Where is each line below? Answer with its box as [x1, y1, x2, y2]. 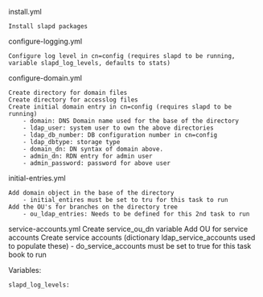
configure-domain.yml [8, 73, 83, 83]
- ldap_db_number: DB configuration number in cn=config [23, 131, 218, 139]
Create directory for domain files [8, 89, 128, 97]
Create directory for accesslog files [8, 96, 138, 104]
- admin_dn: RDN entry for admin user [23, 152, 153, 160]
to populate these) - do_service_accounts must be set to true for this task [8, 241, 252, 250]
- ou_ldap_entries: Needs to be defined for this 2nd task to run [23, 210, 250, 218]
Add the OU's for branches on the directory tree [8, 203, 179, 211]
